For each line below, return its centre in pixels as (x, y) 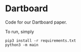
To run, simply (20, 31)
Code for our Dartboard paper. (36, 22)
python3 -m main (22, 45)
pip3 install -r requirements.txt (41, 40)
